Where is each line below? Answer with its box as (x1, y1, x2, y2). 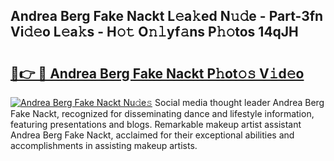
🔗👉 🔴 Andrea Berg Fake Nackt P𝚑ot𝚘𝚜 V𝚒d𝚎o (10, 65, 305, 82)
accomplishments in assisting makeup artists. (10, 140, 198, 151)
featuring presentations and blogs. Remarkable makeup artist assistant (10, 119, 302, 130)
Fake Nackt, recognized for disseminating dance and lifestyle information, (10, 108, 315, 119)
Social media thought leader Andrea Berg (154, 97, 325, 108)
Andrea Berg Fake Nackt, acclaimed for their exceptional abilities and (10, 129, 295, 141)
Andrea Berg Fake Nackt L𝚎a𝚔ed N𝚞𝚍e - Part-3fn (10, 8, 324, 25)
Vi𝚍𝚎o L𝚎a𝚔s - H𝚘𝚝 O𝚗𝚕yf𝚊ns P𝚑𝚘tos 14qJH (10, 24, 299, 41)
